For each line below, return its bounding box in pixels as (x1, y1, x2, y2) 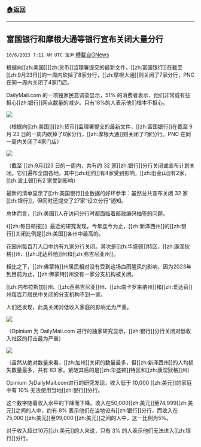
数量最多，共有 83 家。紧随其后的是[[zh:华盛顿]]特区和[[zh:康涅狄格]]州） (11, 367, 193, 374)
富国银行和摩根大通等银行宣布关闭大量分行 (6, 34, 163, 44)
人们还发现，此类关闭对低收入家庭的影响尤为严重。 (6, 304, 132, 311)
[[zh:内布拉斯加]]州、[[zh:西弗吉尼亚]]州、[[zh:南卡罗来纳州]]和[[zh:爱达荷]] (6, 283, 193, 291)
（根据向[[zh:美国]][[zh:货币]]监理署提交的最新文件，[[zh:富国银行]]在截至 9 (6, 123, 193, 130)
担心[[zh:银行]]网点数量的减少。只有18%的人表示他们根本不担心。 (6, 99, 169, 106)
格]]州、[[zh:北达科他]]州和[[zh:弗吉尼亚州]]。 (6, 250, 120, 258)
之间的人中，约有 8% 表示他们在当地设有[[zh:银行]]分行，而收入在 (15, 407, 178, 414)
